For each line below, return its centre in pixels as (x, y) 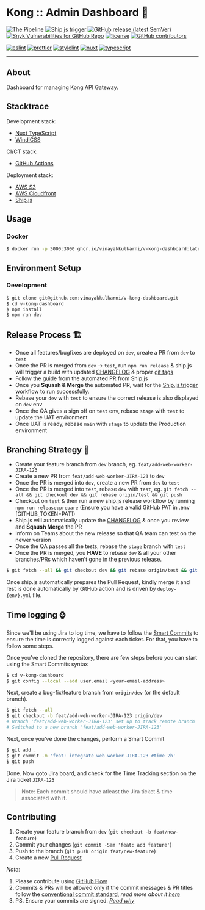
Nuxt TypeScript (36, 133)
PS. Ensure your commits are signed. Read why (75, 901)
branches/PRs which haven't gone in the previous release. (88, 559)
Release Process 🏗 (44, 335)
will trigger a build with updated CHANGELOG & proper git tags (94, 372)
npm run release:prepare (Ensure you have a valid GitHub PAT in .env (103, 507)
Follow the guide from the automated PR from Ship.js (81, 378)
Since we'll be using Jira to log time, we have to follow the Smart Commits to (103, 633)
